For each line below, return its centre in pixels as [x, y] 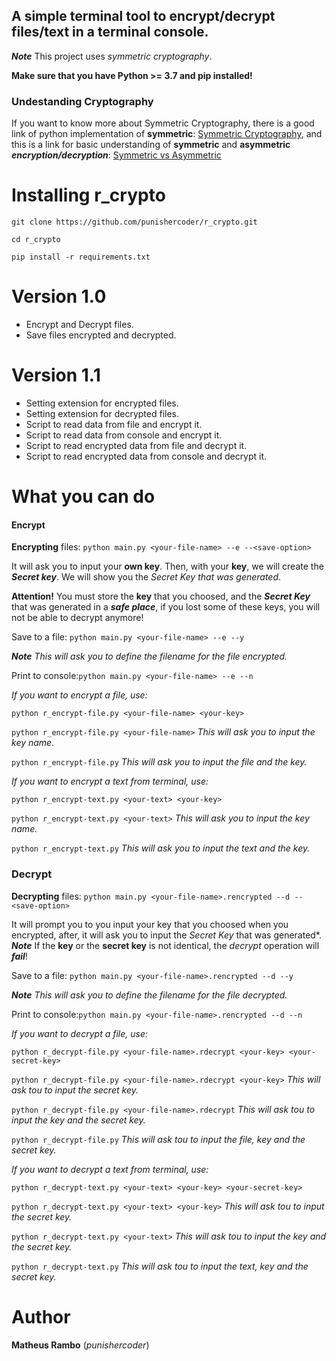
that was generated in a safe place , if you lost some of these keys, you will [166, 607]
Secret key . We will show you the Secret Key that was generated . [146, 577]
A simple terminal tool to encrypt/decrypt [143, 16]
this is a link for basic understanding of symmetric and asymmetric [151, 145]
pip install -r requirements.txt [81, 257]
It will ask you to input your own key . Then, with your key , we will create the [167, 566]
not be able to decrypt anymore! [77, 618]
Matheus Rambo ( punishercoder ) [80, 1345]
